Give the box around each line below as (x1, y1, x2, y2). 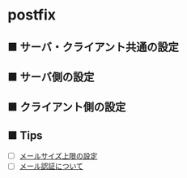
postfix (7, 6, 57, 24)
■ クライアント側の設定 (7, 100, 126, 115)
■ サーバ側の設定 (7, 70, 95, 84)
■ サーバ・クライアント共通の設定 (7, 40, 180, 54)
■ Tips (7, 128, 43, 142)
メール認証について (19, 161, 84, 171)
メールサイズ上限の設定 (19, 151, 98, 161)
